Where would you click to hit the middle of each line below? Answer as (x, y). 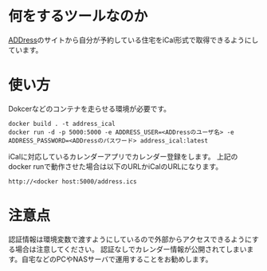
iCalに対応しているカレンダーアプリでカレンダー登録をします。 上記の (123, 156)
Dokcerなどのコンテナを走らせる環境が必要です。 (90, 108)
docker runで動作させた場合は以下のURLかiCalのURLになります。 (116, 166)
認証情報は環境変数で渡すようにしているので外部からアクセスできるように (130, 239)
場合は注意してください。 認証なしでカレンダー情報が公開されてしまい (131, 249)
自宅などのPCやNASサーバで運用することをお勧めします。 (117, 259)
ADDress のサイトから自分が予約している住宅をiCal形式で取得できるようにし (133, 40)
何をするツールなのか (78, 16)
